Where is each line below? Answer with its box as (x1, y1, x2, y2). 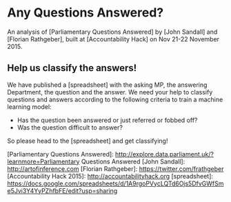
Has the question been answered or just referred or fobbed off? (17, 116, 198, 124)
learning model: (7, 102, 52, 111)
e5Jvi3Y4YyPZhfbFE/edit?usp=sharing (7, 186, 118, 194)
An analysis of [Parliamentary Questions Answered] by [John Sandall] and (7, 28, 218, 36)
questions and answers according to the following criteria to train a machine (7, 95, 223, 103)
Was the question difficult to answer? (17, 123, 123, 132)
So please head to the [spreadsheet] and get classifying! (7, 137, 168, 145)
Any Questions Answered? (7, 5, 164, 21)
